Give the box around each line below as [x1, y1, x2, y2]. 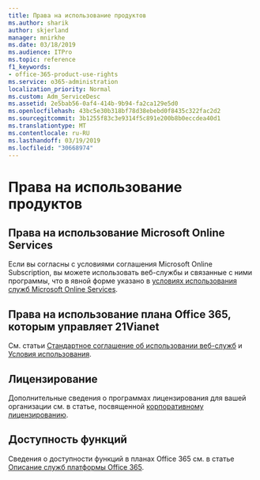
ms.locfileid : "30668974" [8, 144, 93, 152]
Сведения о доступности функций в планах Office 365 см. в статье [8, 454, 235, 463]
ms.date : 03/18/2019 [8, 41, 77, 49]
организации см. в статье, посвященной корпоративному [8, 402, 204, 411]
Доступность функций [8, 433, 128, 447]
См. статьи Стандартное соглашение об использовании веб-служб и [8, 341, 243, 350]
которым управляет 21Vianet [8, 319, 160, 333]
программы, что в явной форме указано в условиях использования [8, 276, 237, 285]
